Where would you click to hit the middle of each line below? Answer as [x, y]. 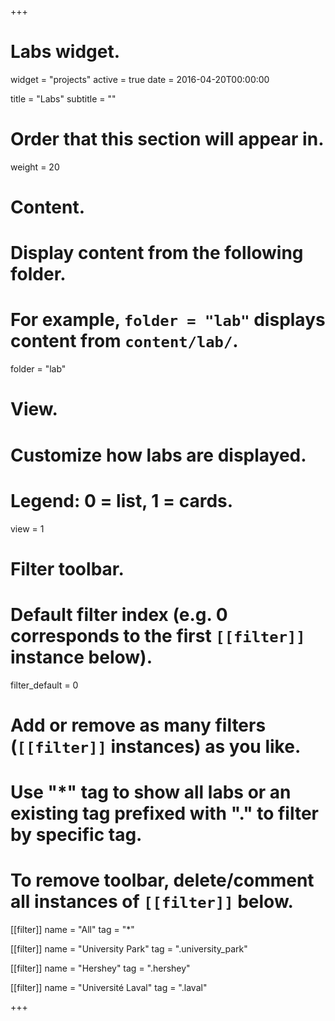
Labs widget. [65, 52]
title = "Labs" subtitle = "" [63, 98]
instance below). [81, 657]
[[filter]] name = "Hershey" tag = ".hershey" [100, 968]
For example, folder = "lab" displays [168, 320]
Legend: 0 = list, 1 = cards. [122, 500]
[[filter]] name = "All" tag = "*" [72, 929]
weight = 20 [35, 167]
